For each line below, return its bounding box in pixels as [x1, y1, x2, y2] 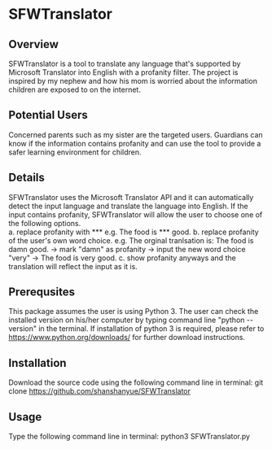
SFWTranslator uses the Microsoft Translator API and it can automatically [8, 192, 254, 202]
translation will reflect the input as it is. [8, 261, 138, 271]
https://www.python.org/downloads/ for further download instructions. [8, 333, 246, 342]
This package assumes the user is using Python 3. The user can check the [8, 307, 259, 316]
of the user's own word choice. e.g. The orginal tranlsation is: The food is [8, 235, 254, 245]
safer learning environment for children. [8, 147, 142, 157]
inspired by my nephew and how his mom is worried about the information [8, 76, 258, 85]
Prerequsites [8, 286, 76, 299]
